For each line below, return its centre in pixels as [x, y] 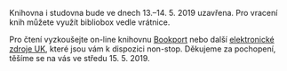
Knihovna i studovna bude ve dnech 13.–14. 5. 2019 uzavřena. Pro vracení [143, 13]
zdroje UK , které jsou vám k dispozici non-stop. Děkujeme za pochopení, [143, 49]
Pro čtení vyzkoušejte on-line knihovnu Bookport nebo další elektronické [142, 39]
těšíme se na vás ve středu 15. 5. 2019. [80, 58]
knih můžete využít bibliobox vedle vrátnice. [90, 22]
